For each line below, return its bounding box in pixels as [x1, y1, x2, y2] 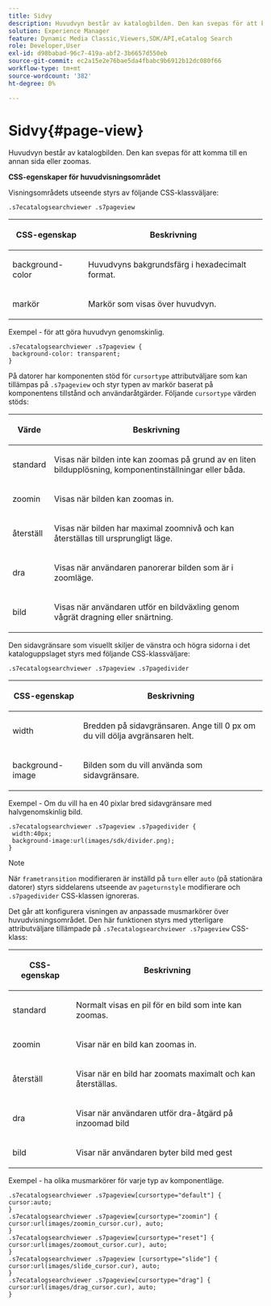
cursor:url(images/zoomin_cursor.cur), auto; [8, 1220, 164, 1228]
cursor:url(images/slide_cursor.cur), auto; [8, 1262, 161, 1270]
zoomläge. [53, 572, 94, 583]
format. [88, 269, 115, 280]
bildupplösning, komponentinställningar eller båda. [53, 464, 246, 475]
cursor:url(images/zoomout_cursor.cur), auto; [8, 1241, 168, 1249]
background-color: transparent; [11, 350, 121, 358]
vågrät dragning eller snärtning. [53, 612, 173, 623]
